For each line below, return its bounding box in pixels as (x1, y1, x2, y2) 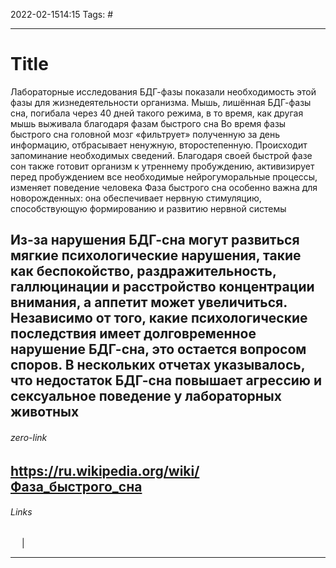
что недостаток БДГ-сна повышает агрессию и (10, 372, 323, 389)
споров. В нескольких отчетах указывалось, (10, 357, 306, 374)
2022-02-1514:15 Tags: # (10, 9, 114, 20)
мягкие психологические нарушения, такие (10, 247, 302, 264)
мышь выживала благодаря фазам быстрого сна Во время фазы (10, 117, 287, 129)
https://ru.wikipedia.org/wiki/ (10, 462, 200, 479)
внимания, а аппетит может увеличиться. (10, 294, 288, 311)
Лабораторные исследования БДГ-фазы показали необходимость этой (10, 85, 317, 98)
